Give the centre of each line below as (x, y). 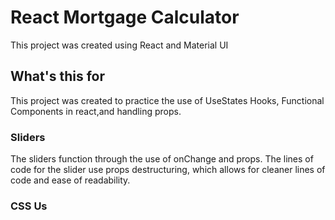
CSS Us (29, 206)
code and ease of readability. (70, 180)
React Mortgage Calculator (125, 17)
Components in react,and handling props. (96, 111)
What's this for (58, 76)
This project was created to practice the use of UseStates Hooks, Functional (167, 100)
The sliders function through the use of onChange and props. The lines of (162, 159)
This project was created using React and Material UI (119, 45)
